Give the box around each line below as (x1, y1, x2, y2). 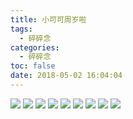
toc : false (10, 61, 56, 71)
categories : (10, 42, 60, 53)
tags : (10, 24, 33, 34)
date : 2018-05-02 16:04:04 (10, 71, 123, 81)
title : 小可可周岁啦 (10, 14, 87, 25)
